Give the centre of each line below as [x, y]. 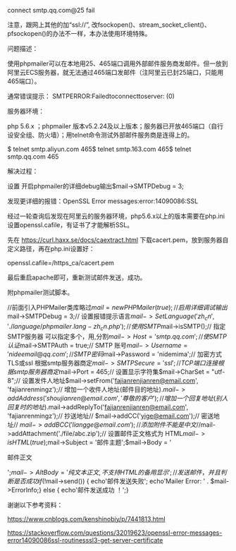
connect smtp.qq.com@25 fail [51, 10]
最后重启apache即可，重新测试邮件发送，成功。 [77, 277]
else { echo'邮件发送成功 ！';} [86, 490]
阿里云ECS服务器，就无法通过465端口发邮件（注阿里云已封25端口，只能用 [116, 72]
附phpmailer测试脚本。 [41, 292]
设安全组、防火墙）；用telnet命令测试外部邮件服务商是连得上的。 [100, 135]
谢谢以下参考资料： [35, 504]
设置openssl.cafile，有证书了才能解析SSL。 [70, 225]
